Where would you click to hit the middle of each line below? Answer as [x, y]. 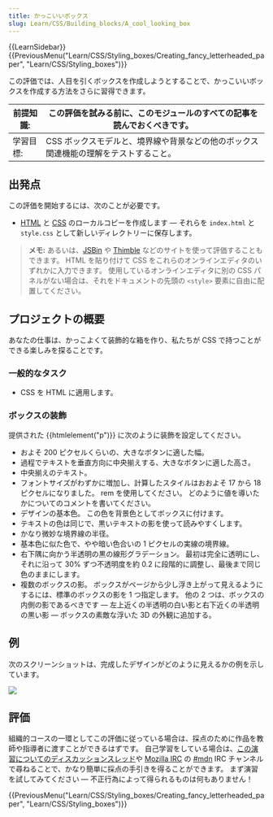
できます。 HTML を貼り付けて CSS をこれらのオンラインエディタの [142, 260]
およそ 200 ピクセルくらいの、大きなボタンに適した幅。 [114, 452]
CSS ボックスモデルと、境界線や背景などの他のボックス [152, 141]
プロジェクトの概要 [56, 319]
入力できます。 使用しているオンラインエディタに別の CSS [154, 271]
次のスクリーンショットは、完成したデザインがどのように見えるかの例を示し [136, 664]
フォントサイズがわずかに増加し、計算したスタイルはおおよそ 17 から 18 [141, 482]
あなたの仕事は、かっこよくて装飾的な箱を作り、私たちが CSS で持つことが [135, 340]
